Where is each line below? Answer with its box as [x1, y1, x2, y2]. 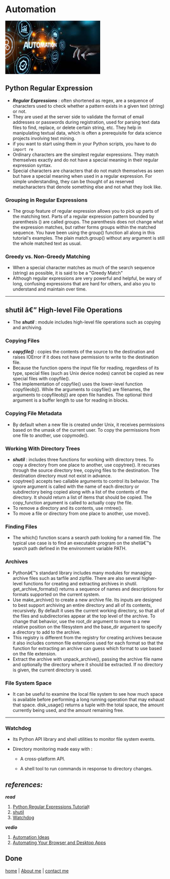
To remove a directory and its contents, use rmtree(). [12, 505, 123, 511]
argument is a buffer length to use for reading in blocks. [12, 397, 129, 403]
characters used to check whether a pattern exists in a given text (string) [12, 103, 164, 109]
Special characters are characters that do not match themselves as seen [12, 168, 164, 174]
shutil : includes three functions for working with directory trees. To [12, 457, 154, 463]
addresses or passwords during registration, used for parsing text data [12, 119, 160, 125]
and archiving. [12, 324, 43, 331]
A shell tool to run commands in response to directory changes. [20, 766, 153, 772]
